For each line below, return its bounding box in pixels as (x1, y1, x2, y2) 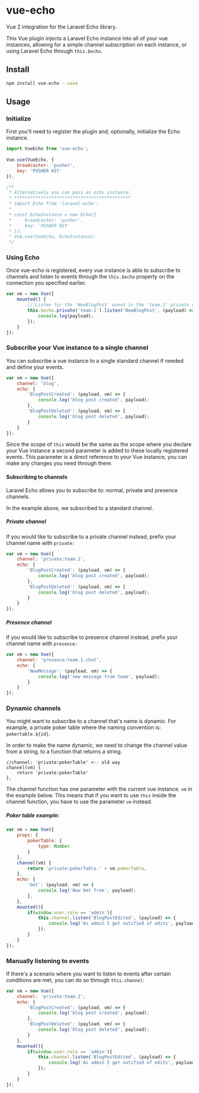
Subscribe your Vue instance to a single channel (6, 344, 149, 352)
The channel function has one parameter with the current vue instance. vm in (6, 785, 192, 793)
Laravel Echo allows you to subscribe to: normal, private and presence (6, 486, 178, 493)
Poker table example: (6, 812, 60, 819)
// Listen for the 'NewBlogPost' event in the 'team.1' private (27, 302, 190, 308)
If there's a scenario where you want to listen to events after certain (6, 970, 171, 977)
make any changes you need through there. (6, 460, 113, 467)
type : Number (37, 844, 70, 850)
